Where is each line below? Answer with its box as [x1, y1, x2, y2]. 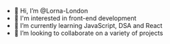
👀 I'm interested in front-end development [13, 14, 137, 22]
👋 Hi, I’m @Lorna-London [13, 7, 89, 15]
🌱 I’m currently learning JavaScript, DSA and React [13, 22, 163, 29]
